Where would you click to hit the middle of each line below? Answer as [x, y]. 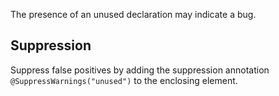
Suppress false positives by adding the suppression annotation [140, 70]
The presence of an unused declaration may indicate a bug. [133, 14]
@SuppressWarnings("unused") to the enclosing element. [124, 80]
